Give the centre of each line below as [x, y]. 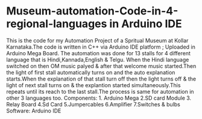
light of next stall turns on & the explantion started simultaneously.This [93, 85]
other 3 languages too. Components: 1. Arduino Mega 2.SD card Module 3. [99, 98]
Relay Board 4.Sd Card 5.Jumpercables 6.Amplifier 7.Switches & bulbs [93, 104]
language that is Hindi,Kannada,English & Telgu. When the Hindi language [98, 59]
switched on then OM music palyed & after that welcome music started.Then [101, 66]
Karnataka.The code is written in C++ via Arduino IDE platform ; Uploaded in [101, 47]
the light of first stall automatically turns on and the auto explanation [91, 72]
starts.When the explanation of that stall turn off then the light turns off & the [101, 79]
